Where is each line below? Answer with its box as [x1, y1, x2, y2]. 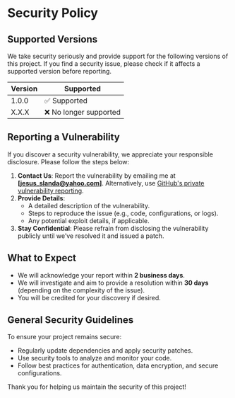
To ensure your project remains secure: [7, 333, 122, 341]
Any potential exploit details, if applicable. [28, 216, 150, 224]
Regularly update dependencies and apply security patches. [17, 346, 193, 355]
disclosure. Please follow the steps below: [7, 157, 130, 166]
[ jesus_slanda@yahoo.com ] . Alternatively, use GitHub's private [17, 178, 205, 187]
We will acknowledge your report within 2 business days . [17, 271, 186, 279]
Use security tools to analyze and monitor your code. [17, 354, 172, 363]
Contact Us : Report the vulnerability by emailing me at [17, 171, 176, 180]
